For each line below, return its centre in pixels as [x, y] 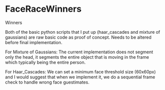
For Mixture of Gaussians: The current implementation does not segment [79, 52]
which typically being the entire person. [45, 62]
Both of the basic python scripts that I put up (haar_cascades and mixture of [83, 32]
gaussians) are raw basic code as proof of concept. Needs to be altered [78, 37]
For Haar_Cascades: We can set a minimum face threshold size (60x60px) [81, 71]
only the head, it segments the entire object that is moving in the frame [77, 57]
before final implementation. [34, 42]
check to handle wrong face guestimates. [47, 82]
